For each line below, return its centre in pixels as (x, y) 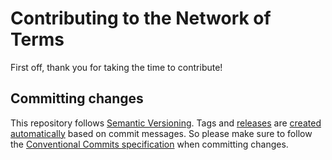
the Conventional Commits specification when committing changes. (149, 144)
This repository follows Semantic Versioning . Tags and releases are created (166, 123)
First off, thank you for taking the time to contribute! (116, 67)
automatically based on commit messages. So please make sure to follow (161, 133)
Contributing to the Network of (141, 18)
